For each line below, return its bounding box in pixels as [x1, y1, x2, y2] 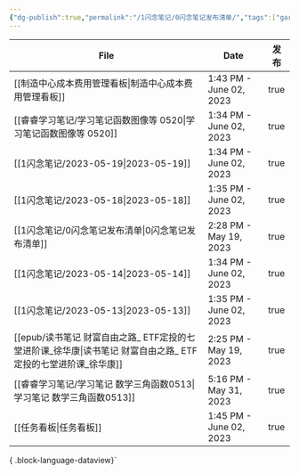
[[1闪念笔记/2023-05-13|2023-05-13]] [13, 304, 191, 316]
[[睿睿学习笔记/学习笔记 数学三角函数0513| [13, 378, 196, 390]
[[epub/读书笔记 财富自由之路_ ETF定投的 [13, 331, 187, 343]
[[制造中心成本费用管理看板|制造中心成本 [13, 77, 184, 89]
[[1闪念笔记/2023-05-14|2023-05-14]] [13, 267, 191, 280]
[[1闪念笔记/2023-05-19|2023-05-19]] [13, 157, 191, 169]
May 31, [207, 384, 243, 396]
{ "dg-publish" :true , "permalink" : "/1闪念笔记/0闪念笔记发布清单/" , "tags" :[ [9, 12, 277, 22]
